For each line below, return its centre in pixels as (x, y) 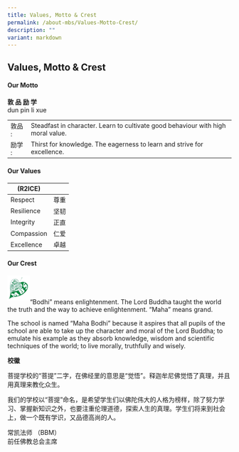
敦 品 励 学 (22, 102)
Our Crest (22, 264)
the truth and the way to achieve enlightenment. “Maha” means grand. (110, 310)
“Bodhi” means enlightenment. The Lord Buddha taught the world (126, 302)
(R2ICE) (29, 189)
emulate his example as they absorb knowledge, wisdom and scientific (111, 338)
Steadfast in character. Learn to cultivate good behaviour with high (128, 126)
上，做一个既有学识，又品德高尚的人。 (63, 417)
